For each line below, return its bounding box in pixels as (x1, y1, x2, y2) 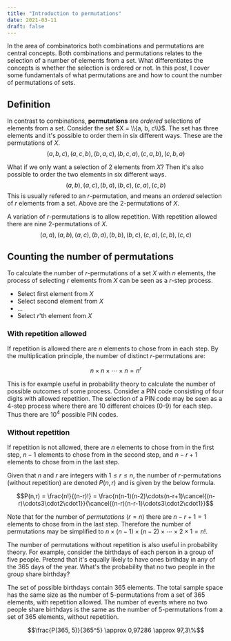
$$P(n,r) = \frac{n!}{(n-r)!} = (16, 491, 98, 500)
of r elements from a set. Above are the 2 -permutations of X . (7, 199, 179, 208)
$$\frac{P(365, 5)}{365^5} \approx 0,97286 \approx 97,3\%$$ (27, 626, 205, 634)
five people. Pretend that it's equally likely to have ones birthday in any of (7, 555, 216, 563)
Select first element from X (17, 290, 94, 297)
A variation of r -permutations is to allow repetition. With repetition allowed (7, 213, 217, 221)
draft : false (7, 23, 45, 30)
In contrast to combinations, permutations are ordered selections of (7, 117, 201, 125)
